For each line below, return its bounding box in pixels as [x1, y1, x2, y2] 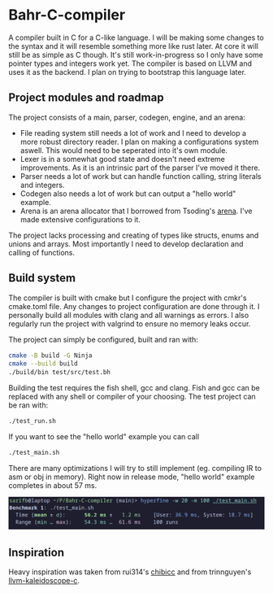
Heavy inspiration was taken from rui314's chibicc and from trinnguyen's [8, 567, 252, 577]
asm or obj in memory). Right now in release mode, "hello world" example [8, 472, 255, 482]
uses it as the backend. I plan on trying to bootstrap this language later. [8, 67, 246, 76]
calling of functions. [8, 247, 76, 257]
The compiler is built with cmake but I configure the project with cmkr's [8, 293, 247, 303]
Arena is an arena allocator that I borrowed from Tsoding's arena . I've [19, 206, 253, 216]
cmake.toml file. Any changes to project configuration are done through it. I [8, 301, 260, 311]
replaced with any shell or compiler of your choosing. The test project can [8, 392, 256, 402]
